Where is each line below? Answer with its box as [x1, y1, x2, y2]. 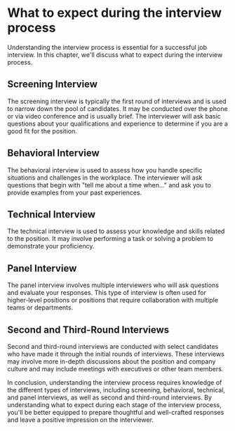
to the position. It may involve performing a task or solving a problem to [7, 234, 214, 243]
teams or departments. [7, 303, 74, 312]
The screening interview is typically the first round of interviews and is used [7, 97, 227, 105]
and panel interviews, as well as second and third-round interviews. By [7, 393, 213, 402]
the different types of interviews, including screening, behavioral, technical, [7, 386, 226, 394]
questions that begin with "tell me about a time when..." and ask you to [7, 180, 212, 189]
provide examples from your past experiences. [7, 188, 142, 197]
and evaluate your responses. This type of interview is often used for [7, 289, 207, 297]
